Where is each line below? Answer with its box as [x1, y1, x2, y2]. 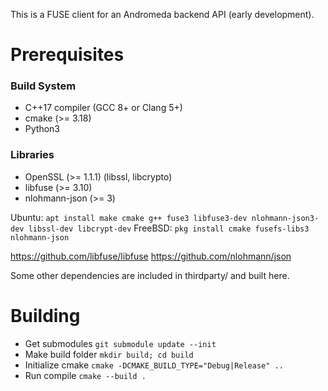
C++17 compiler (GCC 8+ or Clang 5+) [24, 102, 183, 114]
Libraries [10, 148, 55, 162]
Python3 [24, 123, 60, 135]
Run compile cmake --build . [24, 369, 147, 381]
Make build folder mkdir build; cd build [24, 348, 194, 360]
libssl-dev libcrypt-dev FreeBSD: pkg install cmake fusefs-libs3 [28, 222, 310, 234]
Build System [10, 79, 77, 93]
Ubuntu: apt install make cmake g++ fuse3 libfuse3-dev [10, 211, 248, 223]
